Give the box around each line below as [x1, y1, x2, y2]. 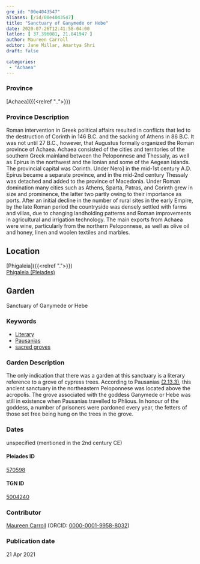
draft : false [6, 48, 39, 54]
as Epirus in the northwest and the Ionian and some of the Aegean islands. [6, 159, 190, 166]
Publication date [6, 537, 55, 545]
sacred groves [14, 343, 51, 351]
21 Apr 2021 [6, 551, 36, 558]
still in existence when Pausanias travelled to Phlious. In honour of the [6, 397, 179, 405]
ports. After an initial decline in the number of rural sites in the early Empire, [6, 197, 193, 204]
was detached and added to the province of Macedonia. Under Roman [6, 178, 181, 185]
